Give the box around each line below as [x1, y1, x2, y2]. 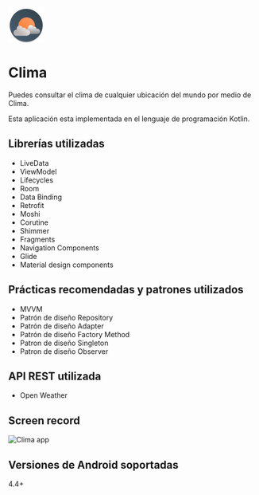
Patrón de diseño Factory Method [19, 329, 130, 339]
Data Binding [19, 192, 62, 202]
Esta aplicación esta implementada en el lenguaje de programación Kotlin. [8, 114, 250, 124]
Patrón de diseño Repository [19, 312, 114, 322]
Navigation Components [19, 242, 99, 253]
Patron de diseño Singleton [19, 338, 109, 348]
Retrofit [19, 200, 44, 210]
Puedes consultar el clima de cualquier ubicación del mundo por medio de [8, 90, 252, 100]
